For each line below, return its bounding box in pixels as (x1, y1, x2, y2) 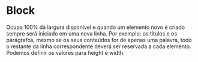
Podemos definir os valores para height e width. (6, 49, 125, 56)
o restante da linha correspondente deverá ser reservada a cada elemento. (6, 43, 191, 50)
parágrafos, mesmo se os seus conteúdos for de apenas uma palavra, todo (6, 36, 192, 43)
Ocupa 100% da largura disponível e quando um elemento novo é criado (6, 23, 185, 31)
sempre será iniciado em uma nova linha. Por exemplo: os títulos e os (6, 29, 178, 37)
